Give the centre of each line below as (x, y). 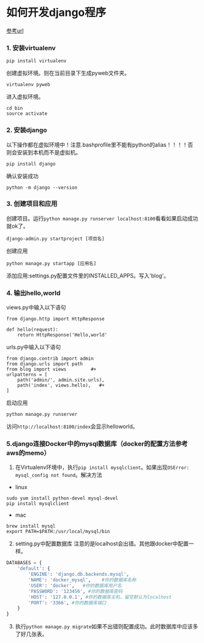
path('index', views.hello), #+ (61, 385)
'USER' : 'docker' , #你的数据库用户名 (75, 586)
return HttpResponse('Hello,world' (62, 335)
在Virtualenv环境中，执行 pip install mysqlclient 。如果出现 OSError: (102, 467)
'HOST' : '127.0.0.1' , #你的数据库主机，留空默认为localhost (100, 597)
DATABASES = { (24, 563)
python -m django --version (42, 187)
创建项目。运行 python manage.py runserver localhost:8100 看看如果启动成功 (102, 218)
